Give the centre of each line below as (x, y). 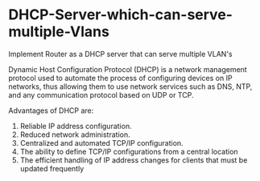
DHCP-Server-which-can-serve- (121, 15)
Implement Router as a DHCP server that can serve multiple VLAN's (120, 54)
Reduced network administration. (75, 135)
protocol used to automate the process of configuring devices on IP (120, 78)
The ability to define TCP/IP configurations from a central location (129, 151)
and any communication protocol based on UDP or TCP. (101, 95)
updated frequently (52, 168)
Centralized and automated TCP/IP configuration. (101, 143)
